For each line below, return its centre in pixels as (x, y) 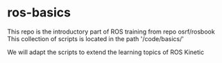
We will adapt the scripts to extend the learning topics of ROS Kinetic (106, 52)
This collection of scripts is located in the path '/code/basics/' (95, 38)
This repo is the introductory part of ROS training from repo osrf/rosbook (111, 32)
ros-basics (39, 13)
